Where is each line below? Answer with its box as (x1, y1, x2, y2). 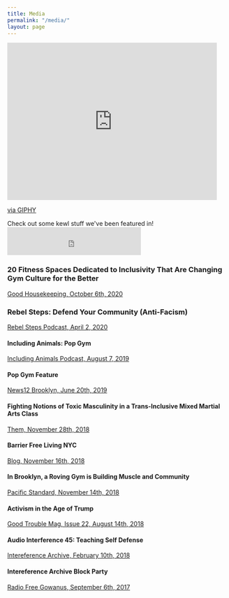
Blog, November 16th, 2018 (7, 456, 85, 465)
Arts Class (7, 409, 38, 418)
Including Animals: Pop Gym (7, 339, 91, 347)
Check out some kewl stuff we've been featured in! (7, 220, 154, 228)
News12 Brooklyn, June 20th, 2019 (7, 386, 108, 394)
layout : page (7, 23, 45, 30)
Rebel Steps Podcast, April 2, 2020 (7, 322, 108, 331)
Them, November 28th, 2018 (7, 425, 90, 434)
